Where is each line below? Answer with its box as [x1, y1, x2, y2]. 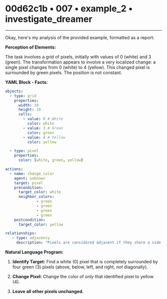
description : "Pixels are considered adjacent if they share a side [16, 240, 162, 245]
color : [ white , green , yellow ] [18, 158, 83, 163]
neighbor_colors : [18, 194, 55, 199]
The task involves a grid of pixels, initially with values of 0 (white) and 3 [5, 54, 152, 60]
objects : [5, 89, 23, 94]
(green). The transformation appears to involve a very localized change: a [5, 59, 156, 65]
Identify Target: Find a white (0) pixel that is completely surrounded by [12, 259, 158, 265]
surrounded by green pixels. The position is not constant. [5, 69, 122, 75]
